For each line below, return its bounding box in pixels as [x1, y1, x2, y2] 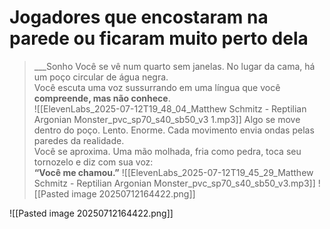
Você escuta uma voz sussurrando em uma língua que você [33, 81, 281, 93]
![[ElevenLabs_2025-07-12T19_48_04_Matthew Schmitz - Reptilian [33, 102, 307, 115]
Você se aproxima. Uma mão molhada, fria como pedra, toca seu [33, 145, 302, 157]
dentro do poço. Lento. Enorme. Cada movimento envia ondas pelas [33, 124, 315, 136]
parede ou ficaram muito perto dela [9, 27, 309, 50]
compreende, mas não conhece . [33, 92, 171, 104]
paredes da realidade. [33, 134, 125, 146]
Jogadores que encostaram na [9, 6, 269, 29]
